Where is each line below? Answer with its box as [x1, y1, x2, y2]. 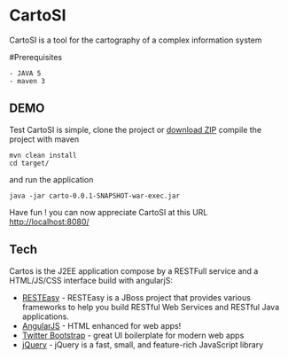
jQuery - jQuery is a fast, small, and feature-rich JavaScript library [21, 339, 264, 350]
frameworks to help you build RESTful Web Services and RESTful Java [21, 301, 280, 312]
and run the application [9, 174, 94, 184]
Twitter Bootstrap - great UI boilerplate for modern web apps [21, 330, 245, 340]
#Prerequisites [9, 51, 63, 62]
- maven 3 [9, 76, 46, 85]
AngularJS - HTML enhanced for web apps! [21, 320, 182, 331]
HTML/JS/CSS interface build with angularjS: [9, 275, 173, 285]
